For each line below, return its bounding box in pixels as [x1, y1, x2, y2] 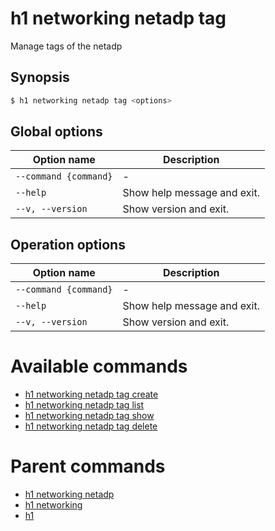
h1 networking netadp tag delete [24, 420, 158, 432]
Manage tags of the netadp [10, 40, 123, 52]
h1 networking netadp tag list [24, 399, 145, 411]
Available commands [10, 355, 188, 378]
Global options [10, 123, 103, 141]
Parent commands [10, 455, 166, 478]
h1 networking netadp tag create [24, 388, 159, 401]
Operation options [10, 236, 126, 253]
